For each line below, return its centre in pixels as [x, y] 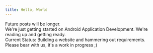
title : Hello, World [27, 10]
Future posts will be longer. [33, 24]
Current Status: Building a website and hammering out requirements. [75, 40]
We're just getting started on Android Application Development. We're [76, 29]
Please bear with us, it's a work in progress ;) [51, 45]
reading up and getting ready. [36, 34]
